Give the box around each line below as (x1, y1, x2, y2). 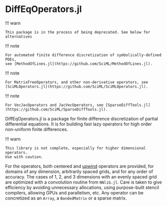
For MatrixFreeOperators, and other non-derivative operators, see (5, 79, 149, 84)
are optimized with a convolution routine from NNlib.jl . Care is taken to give (5, 179, 162, 185)
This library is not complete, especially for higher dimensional (5, 145, 146, 150)
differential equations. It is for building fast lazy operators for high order (5, 121, 152, 127)
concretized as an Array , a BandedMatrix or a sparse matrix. (5, 195, 127, 201)
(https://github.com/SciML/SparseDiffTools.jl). (5, 106, 108, 112)
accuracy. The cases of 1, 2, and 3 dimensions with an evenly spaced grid (5, 173, 157, 179)
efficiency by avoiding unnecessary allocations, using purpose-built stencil (5, 184, 160, 190)
